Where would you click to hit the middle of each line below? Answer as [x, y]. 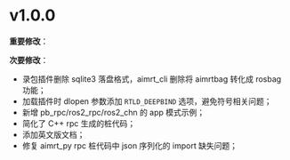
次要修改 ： [29, 60]
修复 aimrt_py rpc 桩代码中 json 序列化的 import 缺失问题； [130, 145]
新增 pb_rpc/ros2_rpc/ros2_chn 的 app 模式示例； [113, 112]
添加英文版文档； [53, 134]
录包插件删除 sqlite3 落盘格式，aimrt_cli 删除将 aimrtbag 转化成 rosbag [152, 79]
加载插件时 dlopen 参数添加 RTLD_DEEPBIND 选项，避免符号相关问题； [147, 101]
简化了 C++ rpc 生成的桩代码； [79, 123]
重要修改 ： [29, 41]
